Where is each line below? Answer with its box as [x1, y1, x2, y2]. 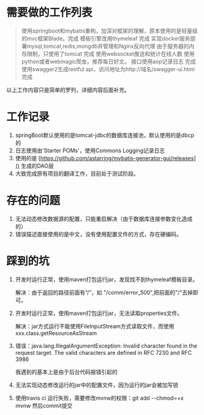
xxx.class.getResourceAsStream [15, 329, 97, 336]
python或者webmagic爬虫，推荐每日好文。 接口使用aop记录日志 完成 [21, 58, 196, 65]
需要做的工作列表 [6, 6, 93, 20]
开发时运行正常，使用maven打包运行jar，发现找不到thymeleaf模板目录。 [15, 276, 198, 283]
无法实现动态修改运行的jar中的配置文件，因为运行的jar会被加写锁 [15, 381, 179, 389]
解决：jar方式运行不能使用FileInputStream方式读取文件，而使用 [15, 322, 175, 330]
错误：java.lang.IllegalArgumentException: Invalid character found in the [15, 342, 197, 349]
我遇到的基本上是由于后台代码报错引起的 [15, 368, 118, 375]
